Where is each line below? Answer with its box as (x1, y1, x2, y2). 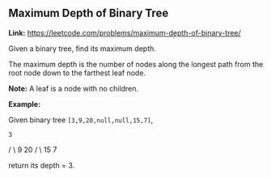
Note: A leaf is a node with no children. (8, 83, 139, 93)
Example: (8, 99, 41, 108)
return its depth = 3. (8, 160, 75, 170)
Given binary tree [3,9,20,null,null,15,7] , (8, 115, 154, 125)
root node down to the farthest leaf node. (8, 68, 146, 78)
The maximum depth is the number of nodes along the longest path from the (8, 59, 264, 69)
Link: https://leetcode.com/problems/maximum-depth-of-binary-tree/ (8, 28, 241, 37)
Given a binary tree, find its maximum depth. (8, 44, 156, 53)
